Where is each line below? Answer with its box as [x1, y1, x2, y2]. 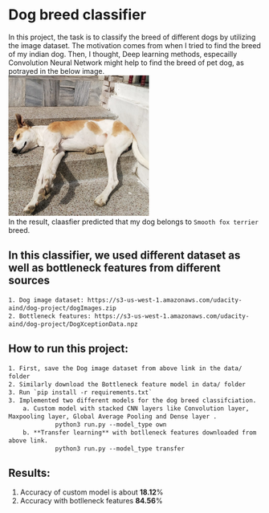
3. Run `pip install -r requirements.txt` [8, 388, 153, 397]
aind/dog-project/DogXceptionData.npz [8, 320, 138, 328]
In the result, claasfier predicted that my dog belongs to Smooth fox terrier [8, 217, 259, 226]
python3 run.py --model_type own [55, 420, 167, 429]
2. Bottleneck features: [8, 311, 92, 320]
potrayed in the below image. [8, 66, 105, 75]
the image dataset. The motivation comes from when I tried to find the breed [8, 40, 261, 50]
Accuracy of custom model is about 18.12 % [19, 487, 164, 497]
